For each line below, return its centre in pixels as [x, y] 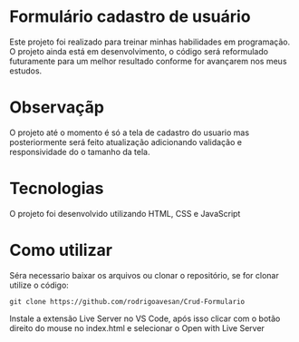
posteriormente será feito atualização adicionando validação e [126, 142]
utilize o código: [39, 285]
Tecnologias [57, 189]
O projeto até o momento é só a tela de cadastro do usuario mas [130, 132]
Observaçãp [57, 107]
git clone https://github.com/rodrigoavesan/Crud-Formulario [127, 301]
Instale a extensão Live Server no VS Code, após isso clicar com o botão [145, 318]
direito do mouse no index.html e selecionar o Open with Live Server [137, 327]
